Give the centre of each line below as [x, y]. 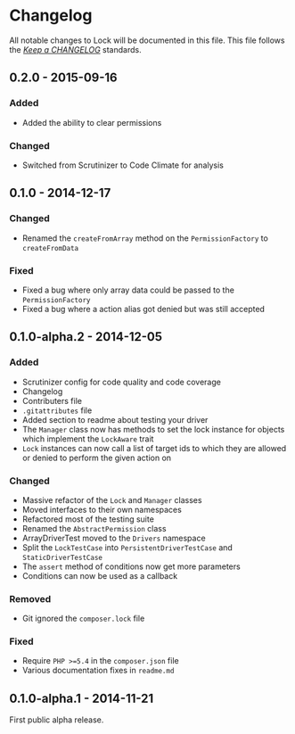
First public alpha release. [57, 720]
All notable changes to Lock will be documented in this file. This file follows [147, 40]
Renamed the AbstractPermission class [94, 528]
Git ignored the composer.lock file [83, 619]
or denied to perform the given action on [97, 458]
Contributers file [52, 400]
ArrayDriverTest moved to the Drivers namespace [114, 538]
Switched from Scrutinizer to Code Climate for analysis [123, 165]
